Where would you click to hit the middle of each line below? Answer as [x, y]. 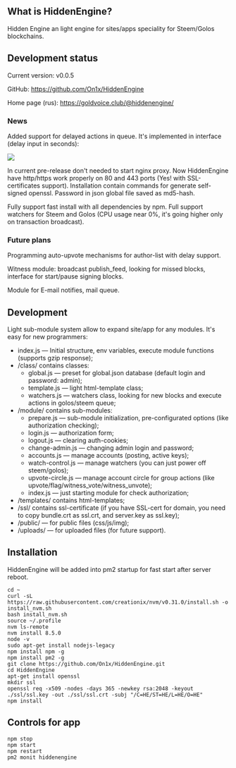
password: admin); [55, 381]
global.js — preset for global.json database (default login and [117, 373]
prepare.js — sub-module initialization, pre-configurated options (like [128, 418]
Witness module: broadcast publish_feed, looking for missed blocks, [106, 269]
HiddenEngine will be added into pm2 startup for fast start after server [109, 569]
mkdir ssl [22, 682]
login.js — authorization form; [71, 433]
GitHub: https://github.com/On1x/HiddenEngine [76, 89]
